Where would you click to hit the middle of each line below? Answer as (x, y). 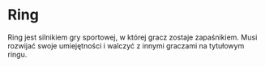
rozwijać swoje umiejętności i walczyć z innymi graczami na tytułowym (126, 45)
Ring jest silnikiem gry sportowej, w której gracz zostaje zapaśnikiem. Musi (132, 37)
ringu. (17, 54)
